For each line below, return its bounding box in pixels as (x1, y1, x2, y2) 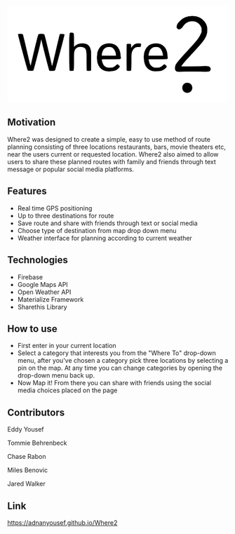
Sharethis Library (17, 302, 68, 311)
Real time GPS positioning (17, 203, 93, 212)
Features (7, 185, 47, 197)
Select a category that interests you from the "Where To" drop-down (17, 349, 216, 357)
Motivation (7, 116, 56, 128)
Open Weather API (17, 288, 72, 296)
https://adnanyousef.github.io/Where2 (7, 518, 118, 527)
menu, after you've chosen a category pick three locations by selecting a (17, 356, 229, 365)
